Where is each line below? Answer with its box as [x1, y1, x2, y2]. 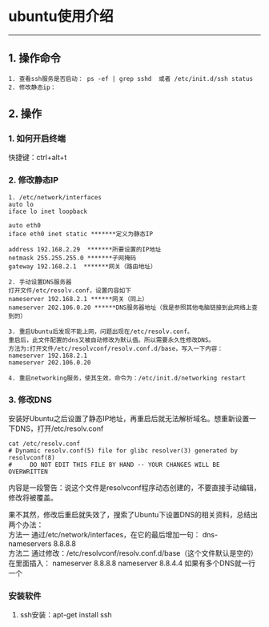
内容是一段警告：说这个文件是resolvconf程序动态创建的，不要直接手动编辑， [8, 483, 261, 492]
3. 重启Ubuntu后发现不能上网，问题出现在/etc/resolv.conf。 [8, 328, 194, 336]
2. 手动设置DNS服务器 [8, 278, 72, 286]
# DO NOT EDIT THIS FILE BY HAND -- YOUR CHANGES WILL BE [8, 461, 220, 469]
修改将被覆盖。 [8, 493, 58, 503]
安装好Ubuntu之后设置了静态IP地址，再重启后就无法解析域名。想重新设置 [8, 414, 250, 424]
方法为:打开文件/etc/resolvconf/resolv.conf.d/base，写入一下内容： [8, 344, 223, 352]
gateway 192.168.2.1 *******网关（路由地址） [8, 262, 157, 271]
